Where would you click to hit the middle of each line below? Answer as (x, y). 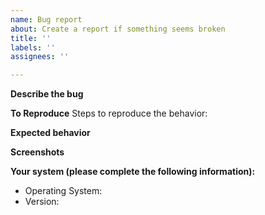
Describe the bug (47, 94)
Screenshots (37, 152)
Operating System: (63, 191)
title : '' (31, 38)
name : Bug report (46, 19)
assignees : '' (40, 57)
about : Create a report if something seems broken (118, 29)
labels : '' (33, 47)
